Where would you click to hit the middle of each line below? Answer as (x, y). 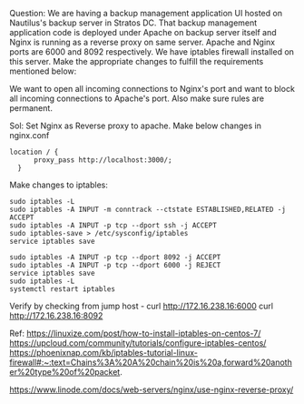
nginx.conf (29, 135)
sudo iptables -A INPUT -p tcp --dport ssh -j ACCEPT (113, 226)
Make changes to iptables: (59, 185)
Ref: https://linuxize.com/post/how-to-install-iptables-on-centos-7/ (135, 333)
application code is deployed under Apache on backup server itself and (143, 32)
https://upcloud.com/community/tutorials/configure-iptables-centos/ (138, 343)
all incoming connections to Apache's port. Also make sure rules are (137, 98)
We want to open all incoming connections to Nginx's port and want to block (152, 89)
